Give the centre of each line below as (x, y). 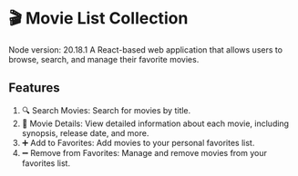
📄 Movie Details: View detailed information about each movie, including (155, 123)
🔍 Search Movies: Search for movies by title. (106, 110)
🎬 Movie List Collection (98, 19)
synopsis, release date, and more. (85, 132)
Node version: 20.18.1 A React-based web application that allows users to (146, 49)
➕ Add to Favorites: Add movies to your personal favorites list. (138, 142)
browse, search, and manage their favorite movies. (104, 59)
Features (34, 88)
